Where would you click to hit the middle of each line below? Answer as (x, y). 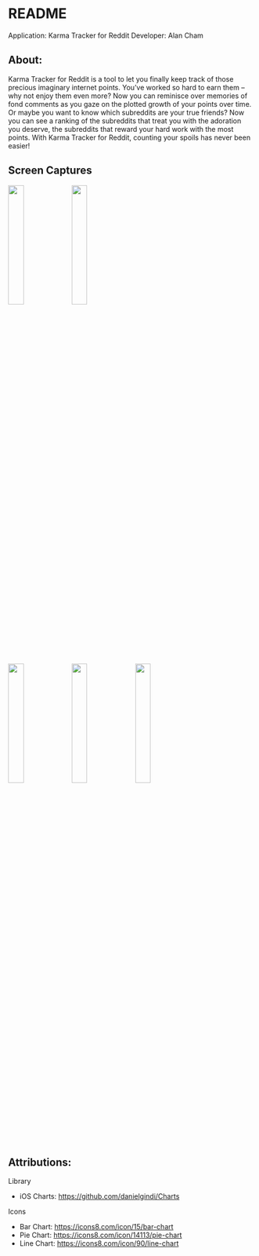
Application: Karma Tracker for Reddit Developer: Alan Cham (106, 35)
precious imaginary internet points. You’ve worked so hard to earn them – (126, 87)
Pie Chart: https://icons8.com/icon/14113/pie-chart (101, 1235)
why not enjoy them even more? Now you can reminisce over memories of (128, 96)
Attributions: (40, 1162)
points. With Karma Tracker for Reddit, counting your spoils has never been (129, 137)
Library (20, 1181)
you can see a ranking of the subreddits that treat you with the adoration (125, 120)
